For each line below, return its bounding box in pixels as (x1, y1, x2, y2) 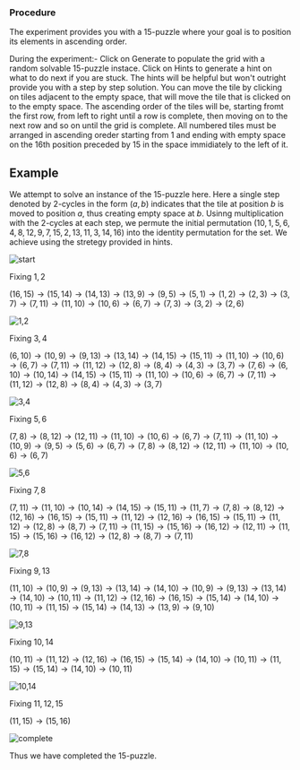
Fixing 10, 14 (9, 636, 54, 647)
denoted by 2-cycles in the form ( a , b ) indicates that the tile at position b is (9, 199, 285, 210)
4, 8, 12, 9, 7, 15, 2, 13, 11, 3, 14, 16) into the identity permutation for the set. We (9, 227, 288, 238)
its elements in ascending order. (9, 36, 127, 47)
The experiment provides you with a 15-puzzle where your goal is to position (9, 27, 292, 38)
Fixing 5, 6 (9, 414, 47, 425)
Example (9, 165, 59, 180)
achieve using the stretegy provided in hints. (9, 237, 173, 247)
